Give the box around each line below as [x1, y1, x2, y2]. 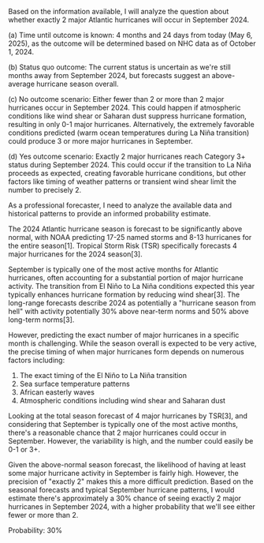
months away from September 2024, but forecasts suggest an [8, 71, 210, 80]
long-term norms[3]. [8, 315, 75, 324]
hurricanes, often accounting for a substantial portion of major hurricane [8, 273, 244, 283]
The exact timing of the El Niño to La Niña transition [19, 371, 188, 380]
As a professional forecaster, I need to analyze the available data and [8, 200, 232, 210]
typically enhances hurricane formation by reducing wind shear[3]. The [8, 290, 240, 299]
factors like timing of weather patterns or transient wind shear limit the [8, 177, 236, 186]
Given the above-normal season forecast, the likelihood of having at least [8, 460, 246, 469]
